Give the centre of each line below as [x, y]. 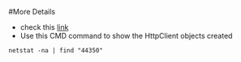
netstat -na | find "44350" [56, 51]
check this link [44, 27]
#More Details [32, 12]
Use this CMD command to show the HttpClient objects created [126, 36]
